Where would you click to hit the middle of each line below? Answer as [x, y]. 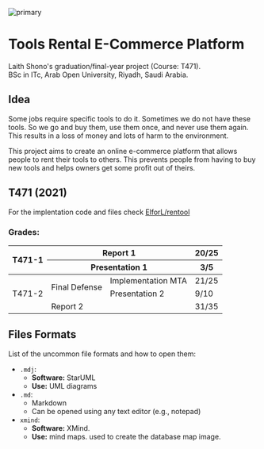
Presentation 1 [119, 267]
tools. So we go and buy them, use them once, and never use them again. [128, 127]
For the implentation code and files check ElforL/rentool [99, 212]
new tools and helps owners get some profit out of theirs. [102, 167]
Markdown [49, 403]
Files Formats [42, 334]
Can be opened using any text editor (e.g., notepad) [116, 411]
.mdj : [28, 369]
